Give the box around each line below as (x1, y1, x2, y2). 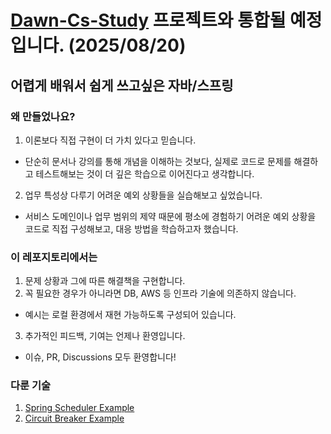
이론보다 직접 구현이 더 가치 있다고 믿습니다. (24, 134, 197, 146)
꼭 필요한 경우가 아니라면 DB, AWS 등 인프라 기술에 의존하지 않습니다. (24, 287, 297, 300)
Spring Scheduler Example (24, 402, 135, 414)
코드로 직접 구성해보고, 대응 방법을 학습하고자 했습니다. (24, 222, 239, 235)
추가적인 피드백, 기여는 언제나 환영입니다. (24, 330, 186, 342)
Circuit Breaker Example (24, 412, 125, 425)
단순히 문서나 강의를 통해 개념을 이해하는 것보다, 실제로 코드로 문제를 (24, 155, 292, 167)
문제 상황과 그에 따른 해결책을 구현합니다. (24, 275, 186, 287)
